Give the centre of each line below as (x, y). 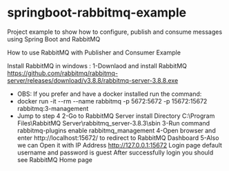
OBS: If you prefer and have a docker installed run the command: (109, 94)
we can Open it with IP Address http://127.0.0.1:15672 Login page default (120, 145)
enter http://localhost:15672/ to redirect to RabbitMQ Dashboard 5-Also (118, 138)
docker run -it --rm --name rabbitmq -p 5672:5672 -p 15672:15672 (112, 101)
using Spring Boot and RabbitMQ (54, 39)
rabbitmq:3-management (53, 108)
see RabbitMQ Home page (55, 159)
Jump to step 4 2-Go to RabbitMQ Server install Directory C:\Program (116, 116)
